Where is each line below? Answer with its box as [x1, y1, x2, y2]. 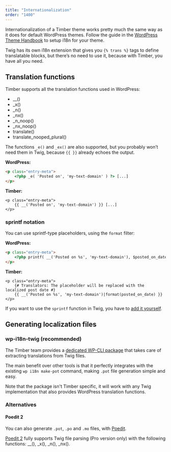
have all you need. [5, 58, 44, 64]
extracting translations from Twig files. [5, 352, 86, 359]
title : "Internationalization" [5, 7, 72, 13]
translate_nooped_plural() [12, 134, 67, 140]
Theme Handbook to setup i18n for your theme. [5, 37, 104, 43]
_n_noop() [12, 118, 34, 124]
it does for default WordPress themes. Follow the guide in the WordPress [5, 32, 158, 38]
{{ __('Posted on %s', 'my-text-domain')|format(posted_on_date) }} [14, 292, 163, 297]
